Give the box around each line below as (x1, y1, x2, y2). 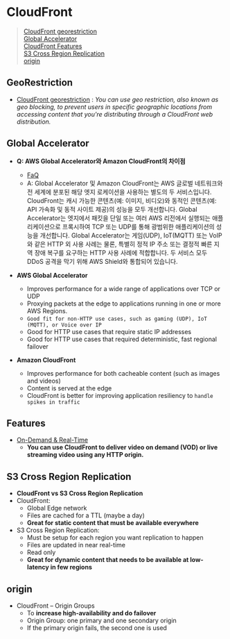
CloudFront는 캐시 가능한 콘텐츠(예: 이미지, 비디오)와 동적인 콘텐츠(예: (26, 196, 217, 205)
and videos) (26, 376, 62, 385)
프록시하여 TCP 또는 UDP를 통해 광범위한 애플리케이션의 (62, 222, 215, 231)
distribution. (16, 117, 51, 126)
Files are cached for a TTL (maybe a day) (26, 511, 145, 520)
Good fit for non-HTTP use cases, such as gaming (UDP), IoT (26, 315, 207, 322)
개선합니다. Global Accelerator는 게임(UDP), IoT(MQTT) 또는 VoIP (39, 231, 222, 240)
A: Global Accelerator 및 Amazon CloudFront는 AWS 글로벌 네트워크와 (26, 179, 223, 188)
